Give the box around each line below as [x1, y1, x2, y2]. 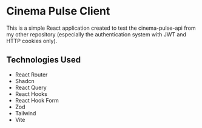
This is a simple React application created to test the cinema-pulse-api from [6, 24, 196, 32]
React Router [15, 71, 48, 78]
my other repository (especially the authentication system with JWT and [6, 30, 187, 38]
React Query [15, 84, 47, 91]
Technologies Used [6, 55, 81, 65]
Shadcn [15, 77, 35, 84]
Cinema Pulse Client [6, 4, 110, 18]
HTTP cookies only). [6, 37, 58, 44]
